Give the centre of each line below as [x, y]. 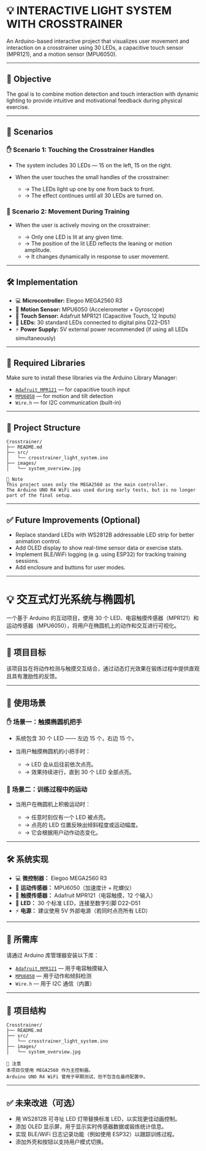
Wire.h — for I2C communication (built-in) [68, 403]
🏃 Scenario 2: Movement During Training [68, 212]
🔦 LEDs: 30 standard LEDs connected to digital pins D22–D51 [92, 322]
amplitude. [38, 250]
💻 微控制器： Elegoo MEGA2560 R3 [61, 878]
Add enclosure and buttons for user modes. [70, 567]
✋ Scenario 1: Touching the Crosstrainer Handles [80, 150]
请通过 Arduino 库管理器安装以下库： [53, 955]
